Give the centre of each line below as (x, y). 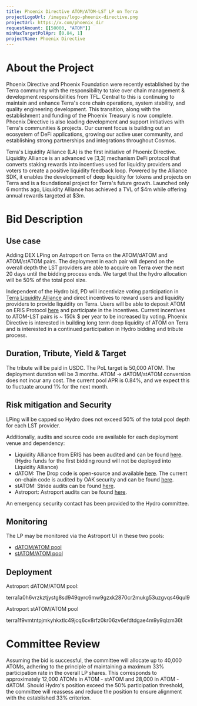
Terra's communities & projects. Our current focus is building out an (88, 128)
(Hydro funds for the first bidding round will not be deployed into (93, 461)
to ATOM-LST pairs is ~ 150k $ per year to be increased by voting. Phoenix (97, 316)
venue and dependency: (36, 443)
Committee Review (53, 644)
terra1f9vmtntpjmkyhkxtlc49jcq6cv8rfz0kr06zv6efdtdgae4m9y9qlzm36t (94, 620)
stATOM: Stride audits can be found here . (65, 486)
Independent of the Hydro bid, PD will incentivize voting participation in (92, 291)
